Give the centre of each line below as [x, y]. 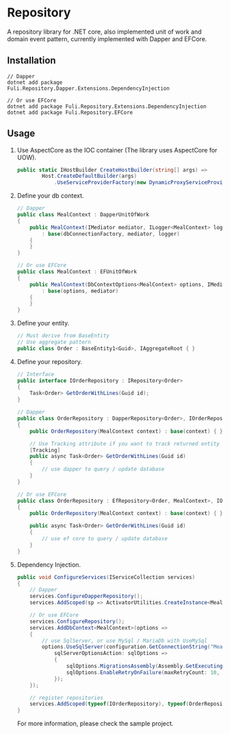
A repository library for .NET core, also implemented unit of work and [104, 32]
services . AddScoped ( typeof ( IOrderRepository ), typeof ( [110, 704]
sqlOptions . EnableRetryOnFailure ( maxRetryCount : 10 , [143, 672]
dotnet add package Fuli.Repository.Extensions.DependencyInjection [107, 106]
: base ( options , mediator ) [80, 291]
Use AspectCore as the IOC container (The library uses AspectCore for [117, 150]
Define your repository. [50, 361]
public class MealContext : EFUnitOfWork [77, 272]
